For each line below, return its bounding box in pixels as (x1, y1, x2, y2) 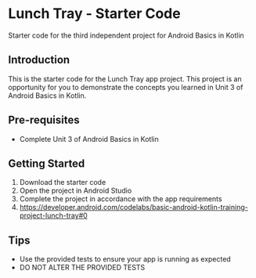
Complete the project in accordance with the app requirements (19, 194, 222, 204)
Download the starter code (19, 178, 106, 187)
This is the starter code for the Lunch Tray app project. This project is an (8, 74, 242, 83)
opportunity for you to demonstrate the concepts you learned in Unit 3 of (8, 82, 243, 92)
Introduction (8, 53, 70, 67)
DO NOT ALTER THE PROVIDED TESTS (19, 263, 146, 273)
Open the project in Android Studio (19, 186, 132, 196)
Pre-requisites (8, 114, 80, 127)
